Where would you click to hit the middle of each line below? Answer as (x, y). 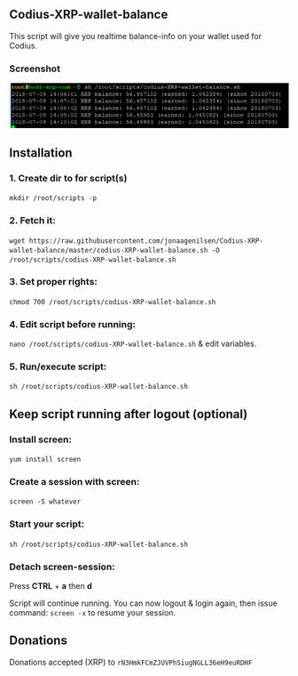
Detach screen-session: (62, 567)
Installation (41, 153)
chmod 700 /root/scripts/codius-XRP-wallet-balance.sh (113, 302)
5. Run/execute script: (58, 366)
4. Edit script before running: (72, 324)
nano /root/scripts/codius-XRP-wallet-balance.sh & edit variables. (133, 344)
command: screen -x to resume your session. (92, 613)
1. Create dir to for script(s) (68, 178)
